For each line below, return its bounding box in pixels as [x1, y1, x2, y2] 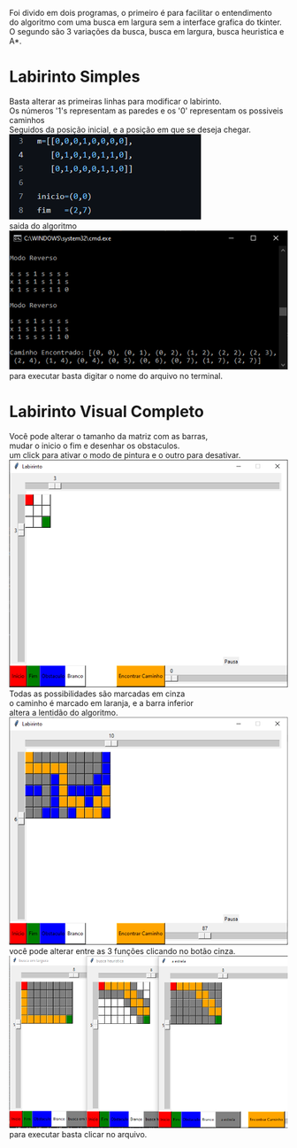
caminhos [9, 114, 45, 125]
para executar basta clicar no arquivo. [9, 1129, 148, 1139]
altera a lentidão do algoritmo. [9, 707, 118, 717]
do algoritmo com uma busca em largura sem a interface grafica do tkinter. [9, 17, 283, 27]
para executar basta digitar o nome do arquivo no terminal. [9, 370, 224, 381]
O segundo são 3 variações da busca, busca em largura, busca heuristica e [9, 27, 285, 36]
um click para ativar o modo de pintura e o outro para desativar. [9, 449, 241, 460]
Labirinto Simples [9, 66, 141, 87]
